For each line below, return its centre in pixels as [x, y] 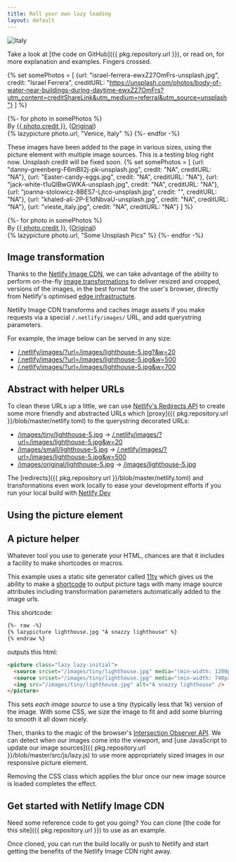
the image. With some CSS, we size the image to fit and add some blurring [115, 712]
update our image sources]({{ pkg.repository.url [77, 748]
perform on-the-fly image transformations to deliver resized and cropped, [114, 281]
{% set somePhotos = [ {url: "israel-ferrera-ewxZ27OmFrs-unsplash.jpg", [113, 75]
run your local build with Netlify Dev [59, 493]
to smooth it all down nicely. [48, 720]
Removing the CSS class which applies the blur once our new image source [117, 776]
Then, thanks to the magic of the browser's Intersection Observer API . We [114, 733]
